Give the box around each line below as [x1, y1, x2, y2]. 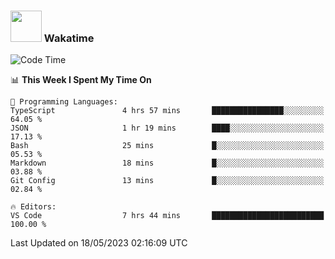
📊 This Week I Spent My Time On [10, 74, 152, 86]
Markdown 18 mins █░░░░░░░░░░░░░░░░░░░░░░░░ [10, 158, 325, 169]
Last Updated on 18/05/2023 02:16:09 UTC [10, 237, 188, 249]
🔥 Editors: [10, 202, 57, 212]
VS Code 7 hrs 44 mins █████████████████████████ [10, 211, 325, 221]
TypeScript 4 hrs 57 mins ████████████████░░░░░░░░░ [10, 106, 325, 116]
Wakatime [43, 31, 95, 45]
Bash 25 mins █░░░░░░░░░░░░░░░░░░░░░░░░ [10, 141, 325, 151]
